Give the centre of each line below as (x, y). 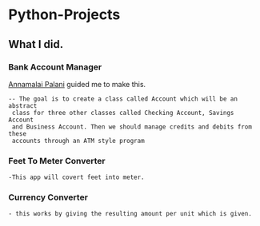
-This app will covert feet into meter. (77, 177)
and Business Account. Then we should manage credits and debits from (132, 127)
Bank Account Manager (55, 67)
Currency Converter (48, 197)
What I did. (36, 44)
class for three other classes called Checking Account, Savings (123, 113)
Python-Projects (64, 15)
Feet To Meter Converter (57, 161)
